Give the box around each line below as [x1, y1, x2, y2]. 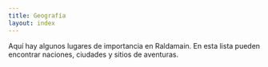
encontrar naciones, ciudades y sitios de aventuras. [8, 49, 178, 59]
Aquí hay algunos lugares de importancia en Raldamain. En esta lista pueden [8, 41, 261, 50]
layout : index [8, 19, 56, 27]
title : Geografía [8, 11, 66, 20]
